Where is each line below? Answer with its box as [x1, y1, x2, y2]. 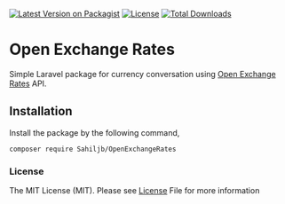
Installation [9, 104, 73, 119]
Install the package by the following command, [9, 127, 180, 137]
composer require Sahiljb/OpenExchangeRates [9, 145, 177, 153]
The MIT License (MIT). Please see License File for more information [9, 185, 260, 196]
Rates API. [9, 78, 47, 89]
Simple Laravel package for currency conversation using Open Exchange [9, 68, 277, 79]
